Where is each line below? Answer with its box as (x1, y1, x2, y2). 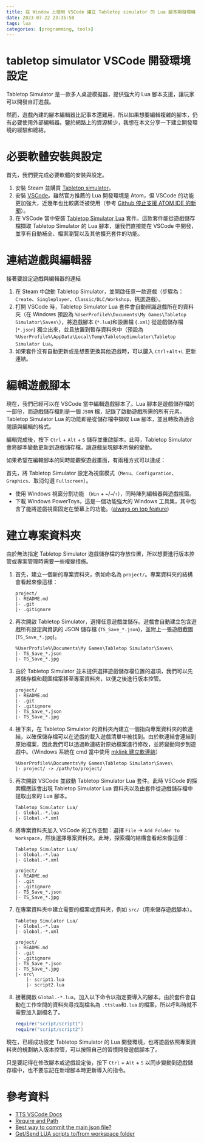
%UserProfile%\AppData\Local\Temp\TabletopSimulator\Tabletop (15, 334, 176, 340)
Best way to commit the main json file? (15, 1124, 112, 1131)
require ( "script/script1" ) (15, 1021, 84, 1027)
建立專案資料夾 (6, 529, 81, 543)
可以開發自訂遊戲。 (6, 98, 55, 105)
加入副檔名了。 (25, 1008, 64, 1016)
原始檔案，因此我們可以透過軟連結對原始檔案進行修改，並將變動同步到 (15, 740, 191, 748)
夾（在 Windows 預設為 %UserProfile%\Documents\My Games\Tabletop (15, 311, 187, 318)
